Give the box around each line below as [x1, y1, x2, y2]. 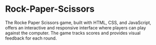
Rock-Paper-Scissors [5, 3, 95, 15]
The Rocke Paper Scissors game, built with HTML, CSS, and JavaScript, [5, 20, 152, 25]
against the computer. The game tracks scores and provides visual [5, 30, 141, 36]
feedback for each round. [5, 35, 57, 41]
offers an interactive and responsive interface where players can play [5, 24, 147, 30]
